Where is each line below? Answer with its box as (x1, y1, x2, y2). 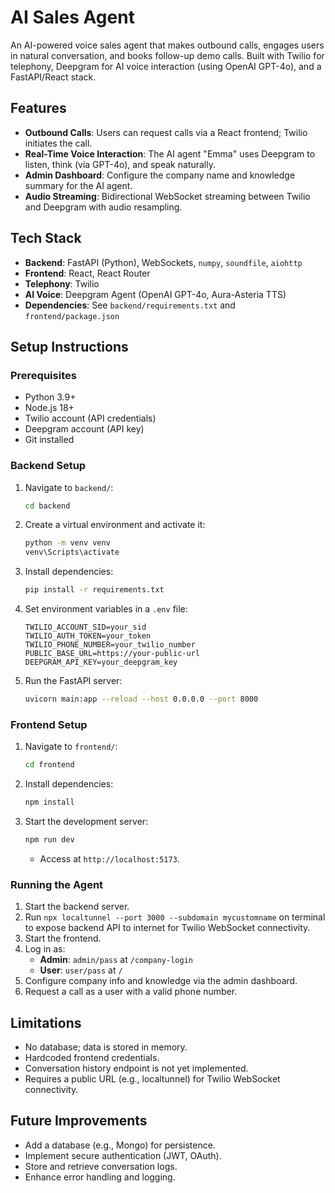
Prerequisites (10, 368, 77, 382)
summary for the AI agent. (24, 179, 133, 191)
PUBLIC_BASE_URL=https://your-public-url (24, 649, 200, 659)
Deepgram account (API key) (24, 423, 145, 435)
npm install (24, 797, 75, 808)
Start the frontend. (24, 932, 102, 945)
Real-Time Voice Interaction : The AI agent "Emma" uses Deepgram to (24, 147, 316, 160)
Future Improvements (10, 1112, 148, 1130)
